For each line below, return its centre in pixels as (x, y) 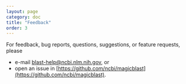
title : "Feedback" (29, 22)
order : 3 (17, 28)
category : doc (24, 17)
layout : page (22, 11)
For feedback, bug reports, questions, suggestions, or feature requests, (93, 45)
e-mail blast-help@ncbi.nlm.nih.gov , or (62, 62)
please (14, 51)
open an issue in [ (36, 69)
